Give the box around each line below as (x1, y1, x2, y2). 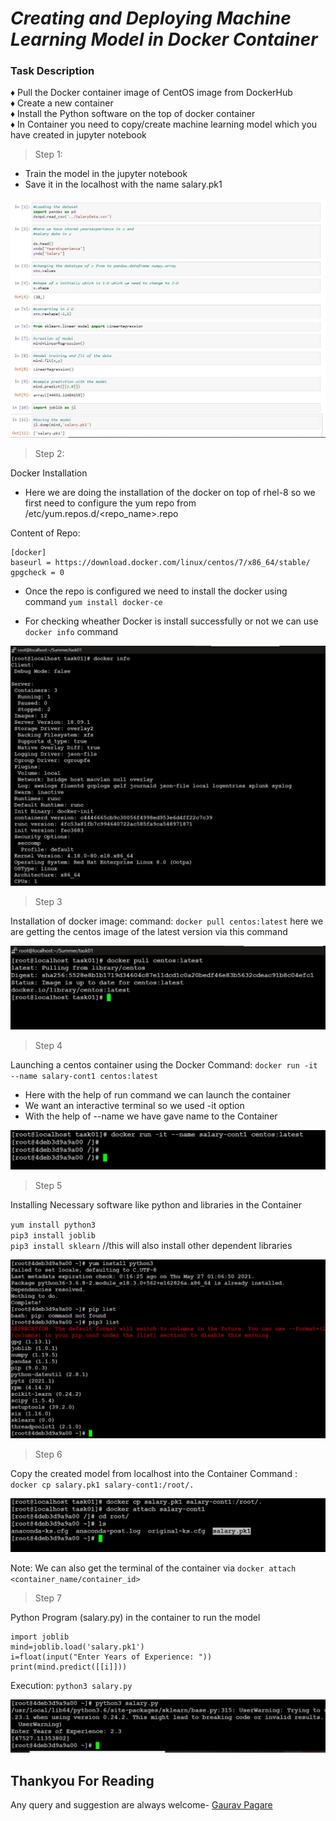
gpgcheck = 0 (10, 567, 65, 577)
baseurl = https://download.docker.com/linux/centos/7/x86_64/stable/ (10, 557, 311, 567)
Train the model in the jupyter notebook (24, 168, 188, 180)
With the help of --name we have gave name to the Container (24, 1110, 278, 1122)
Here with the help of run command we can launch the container (24, 1089, 292, 1101)
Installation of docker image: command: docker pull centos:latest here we (10, 915, 324, 927)
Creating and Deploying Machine (10, 7, 292, 30)
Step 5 (34, 1180, 63, 1192)
